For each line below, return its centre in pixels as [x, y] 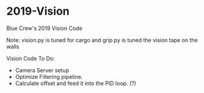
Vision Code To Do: [31, 58]
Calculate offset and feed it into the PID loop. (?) [75, 83]
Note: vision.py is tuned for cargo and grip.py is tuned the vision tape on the [102, 40]
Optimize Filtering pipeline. [49, 76]
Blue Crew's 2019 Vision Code [44, 28]
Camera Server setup [42, 70]
